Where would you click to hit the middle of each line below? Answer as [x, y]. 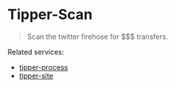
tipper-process [43, 67]
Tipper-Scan [50, 15]
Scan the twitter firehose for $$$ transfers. [98, 36]
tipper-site [36, 75]
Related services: [36, 52]
